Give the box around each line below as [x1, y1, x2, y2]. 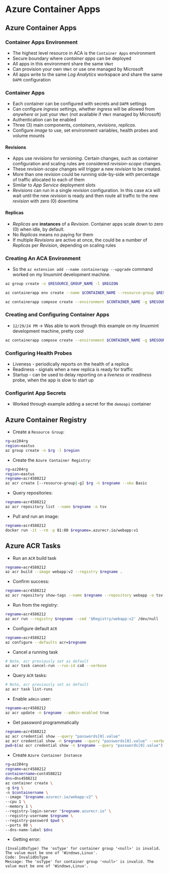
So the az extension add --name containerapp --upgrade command [12, 266, 153, 272]
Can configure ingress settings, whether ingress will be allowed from [12, 106, 155, 112]
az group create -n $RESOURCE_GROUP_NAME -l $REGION [5, 281, 118, 286]
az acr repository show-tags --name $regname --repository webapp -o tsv [5, 593, 163, 598]
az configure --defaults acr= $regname [5, 640, 87, 645]
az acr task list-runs [5, 687, 53, 692]
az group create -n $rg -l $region [5, 448, 80, 453]
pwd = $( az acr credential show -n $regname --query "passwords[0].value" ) [5, 743, 163, 748]
